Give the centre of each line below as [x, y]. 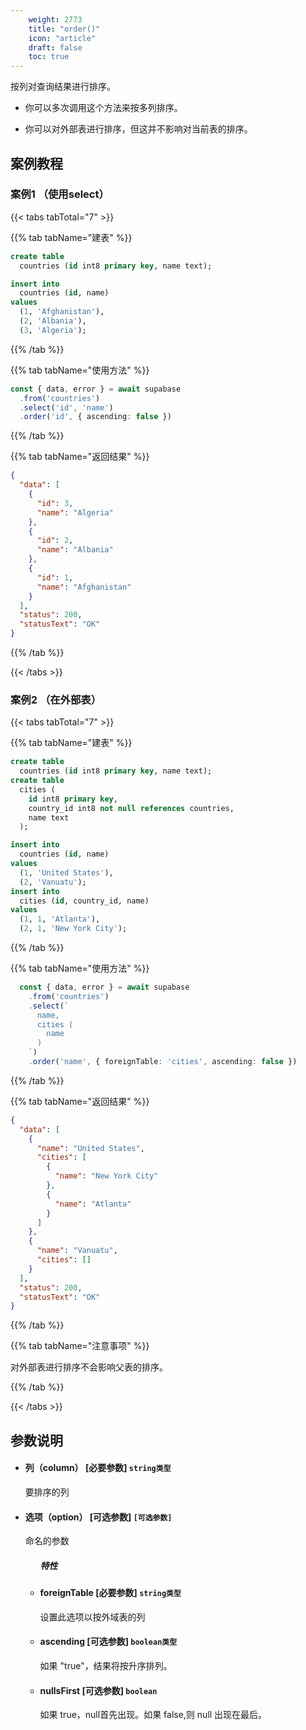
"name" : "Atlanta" [93, 1204]
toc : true [49, 57]
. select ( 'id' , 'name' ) [66, 407]
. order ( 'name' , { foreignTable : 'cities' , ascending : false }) [163, 1062]
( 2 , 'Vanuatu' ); [53, 882]
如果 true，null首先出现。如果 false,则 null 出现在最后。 [153, 1715]
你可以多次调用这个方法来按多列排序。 [103, 108]
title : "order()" [64, 29]
